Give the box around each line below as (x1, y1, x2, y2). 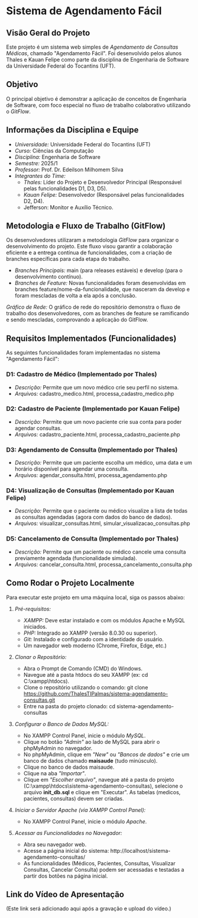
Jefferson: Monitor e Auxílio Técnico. (23, 203, 113, 211)
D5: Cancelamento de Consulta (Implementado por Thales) (6, 535, 179, 543)
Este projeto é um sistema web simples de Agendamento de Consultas (6, 43, 178, 50)
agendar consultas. (14, 424, 62, 431)
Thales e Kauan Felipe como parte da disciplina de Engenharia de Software (6, 56, 189, 63)
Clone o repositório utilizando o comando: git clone (23, 683, 148, 691)
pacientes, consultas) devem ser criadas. (23, 795, 124, 802)
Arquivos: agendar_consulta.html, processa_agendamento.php (14, 472, 167, 479)
